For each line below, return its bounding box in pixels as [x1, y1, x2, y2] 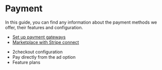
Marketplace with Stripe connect [12, 39, 79, 45]
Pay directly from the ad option [12, 54, 76, 60]
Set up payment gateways [12, 34, 66, 40]
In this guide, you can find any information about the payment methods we [5, 19, 157, 25]
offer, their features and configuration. [5, 24, 83, 30]
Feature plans [12, 59, 41, 65]
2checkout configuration [12, 49, 63, 55]
